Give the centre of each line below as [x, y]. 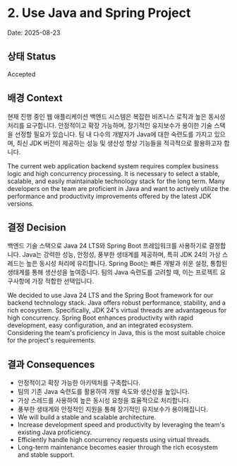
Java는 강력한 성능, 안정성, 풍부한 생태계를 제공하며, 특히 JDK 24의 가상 [121, 255]
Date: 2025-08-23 [34, 33]
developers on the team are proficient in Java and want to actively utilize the [118, 188]
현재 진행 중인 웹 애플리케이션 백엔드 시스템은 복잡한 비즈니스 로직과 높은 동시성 [116, 116]
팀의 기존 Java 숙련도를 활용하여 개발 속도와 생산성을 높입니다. [103, 392]
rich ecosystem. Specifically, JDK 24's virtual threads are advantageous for [117, 310]
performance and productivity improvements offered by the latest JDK [109, 196]
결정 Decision [37, 227]
